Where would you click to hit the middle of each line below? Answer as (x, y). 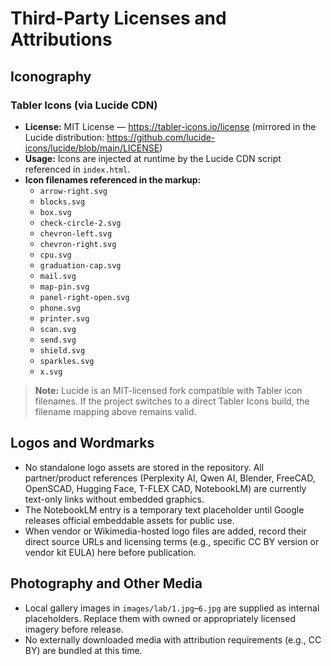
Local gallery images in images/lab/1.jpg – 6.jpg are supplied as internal (172, 608)
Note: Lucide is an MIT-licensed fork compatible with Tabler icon (168, 390)
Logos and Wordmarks (82, 443)
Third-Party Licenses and (118, 18)
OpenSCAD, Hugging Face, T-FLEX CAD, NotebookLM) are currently (165, 488)
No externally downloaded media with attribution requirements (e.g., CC (173, 639)
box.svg (55, 212)
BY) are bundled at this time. (83, 650)
